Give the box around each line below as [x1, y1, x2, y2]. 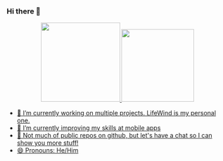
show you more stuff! [16, 139, 79, 147]
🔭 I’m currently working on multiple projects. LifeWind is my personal [16, 109, 216, 117]
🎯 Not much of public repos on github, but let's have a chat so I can [16, 131, 212, 140]
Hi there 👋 [6, 6, 42, 16]
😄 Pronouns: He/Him [16, 146, 79, 155]
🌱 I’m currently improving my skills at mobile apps [16, 124, 161, 132]
